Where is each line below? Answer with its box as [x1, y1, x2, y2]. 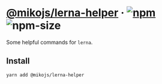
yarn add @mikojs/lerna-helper [6, 72, 85, 78]
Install [6, 56, 30, 66]
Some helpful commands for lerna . [6, 38, 93, 46]
